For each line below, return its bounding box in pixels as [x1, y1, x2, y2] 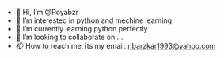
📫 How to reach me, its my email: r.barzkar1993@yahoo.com [15, 42, 216, 50]
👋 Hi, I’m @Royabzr [15, 8, 79, 16]
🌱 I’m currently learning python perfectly [15, 24, 148, 33]
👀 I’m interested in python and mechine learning [15, 16, 173, 25]
